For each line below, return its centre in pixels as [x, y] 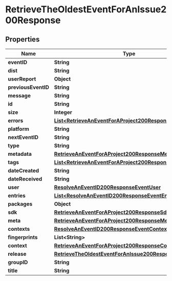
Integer [63, 112]
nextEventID [23, 137]
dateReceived [25, 179]
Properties [23, 39]
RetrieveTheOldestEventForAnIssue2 [86, 9]
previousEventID [29, 87]
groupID [18, 262]
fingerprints [23, 237]
